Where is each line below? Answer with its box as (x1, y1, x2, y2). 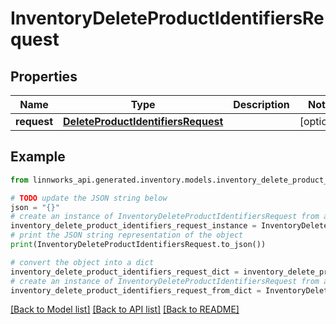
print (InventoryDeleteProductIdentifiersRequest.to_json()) (10, 240, 267, 250)
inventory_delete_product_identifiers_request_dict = (10, 267, 240, 277)
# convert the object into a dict (10, 257, 155, 267)
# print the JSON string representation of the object (10, 230, 244, 241)
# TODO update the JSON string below (10, 193, 168, 203)
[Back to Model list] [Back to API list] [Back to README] (10, 303, 240, 316)
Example (10, 148, 66, 166)
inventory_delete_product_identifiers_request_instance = (10, 221, 257, 231)
